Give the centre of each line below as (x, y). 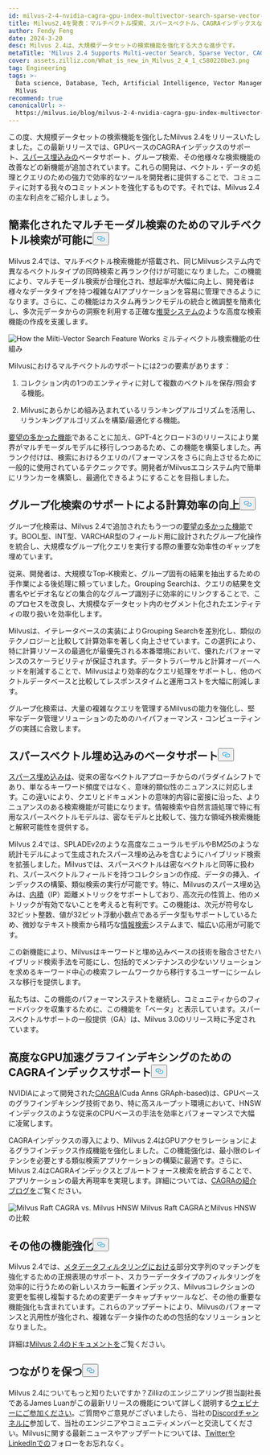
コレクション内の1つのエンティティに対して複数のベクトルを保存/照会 (135, 382)
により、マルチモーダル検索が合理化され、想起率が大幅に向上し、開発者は (131, 281)
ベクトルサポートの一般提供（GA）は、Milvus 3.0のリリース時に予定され (135, 1020)
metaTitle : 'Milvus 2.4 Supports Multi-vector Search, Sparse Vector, (129, 53)
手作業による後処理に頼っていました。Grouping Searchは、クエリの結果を (131, 583)
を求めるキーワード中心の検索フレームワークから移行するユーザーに (121, 972)
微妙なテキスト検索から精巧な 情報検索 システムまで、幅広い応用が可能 (138, 925)
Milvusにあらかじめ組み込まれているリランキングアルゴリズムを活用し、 (139, 410)
